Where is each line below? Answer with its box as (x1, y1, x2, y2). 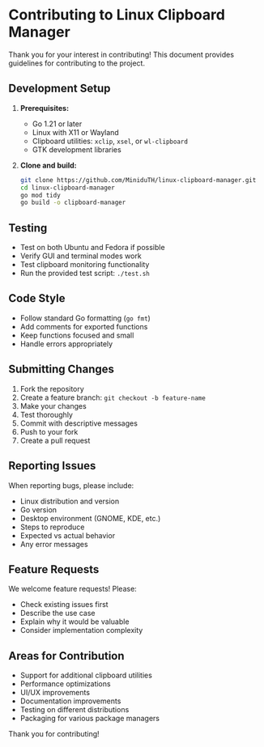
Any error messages (19, 539, 88, 549)
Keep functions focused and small (19, 330, 134, 340)
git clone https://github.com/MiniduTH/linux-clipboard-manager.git (19, 176, 257, 184)
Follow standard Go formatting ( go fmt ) (19, 313, 151, 323)
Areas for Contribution (8, 649, 125, 663)
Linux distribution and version (19, 496, 120, 506)
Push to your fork (19, 427, 79, 436)
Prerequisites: (19, 103, 70, 112)
